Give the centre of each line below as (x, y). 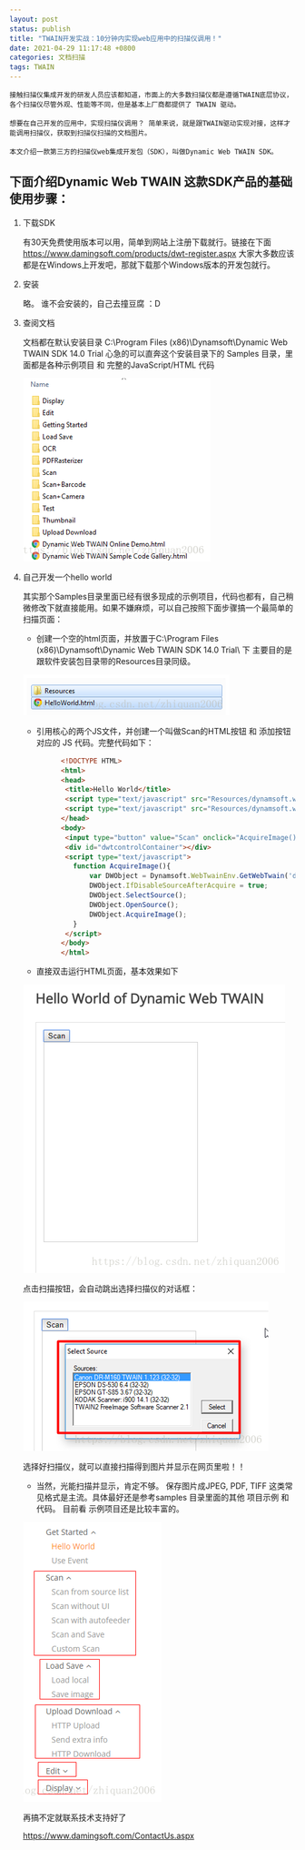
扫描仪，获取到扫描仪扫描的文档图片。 (90, 133)
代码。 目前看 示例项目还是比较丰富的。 (110, 1509)
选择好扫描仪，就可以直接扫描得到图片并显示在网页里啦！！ (134, 1467)
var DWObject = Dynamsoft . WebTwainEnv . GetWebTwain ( (189, 876)
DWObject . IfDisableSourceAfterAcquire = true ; (179, 886)
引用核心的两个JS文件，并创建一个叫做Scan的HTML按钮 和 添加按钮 (163, 731)
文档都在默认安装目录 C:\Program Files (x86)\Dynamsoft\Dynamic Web (155, 342)
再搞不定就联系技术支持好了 (74, 1818)
